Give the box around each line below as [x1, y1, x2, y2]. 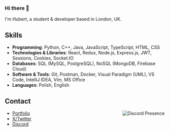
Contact [5, 96, 31, 106]
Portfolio [12, 110, 30, 116]
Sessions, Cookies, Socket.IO [12, 55, 74, 61]
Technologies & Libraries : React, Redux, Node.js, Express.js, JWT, [12, 50, 152, 56]
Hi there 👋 [5, 5, 30, 12]
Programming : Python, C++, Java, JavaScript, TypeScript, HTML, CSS [12, 44, 160, 50]
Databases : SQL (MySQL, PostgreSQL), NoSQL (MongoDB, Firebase [12, 60, 156, 67]
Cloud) [12, 66, 26, 72]
